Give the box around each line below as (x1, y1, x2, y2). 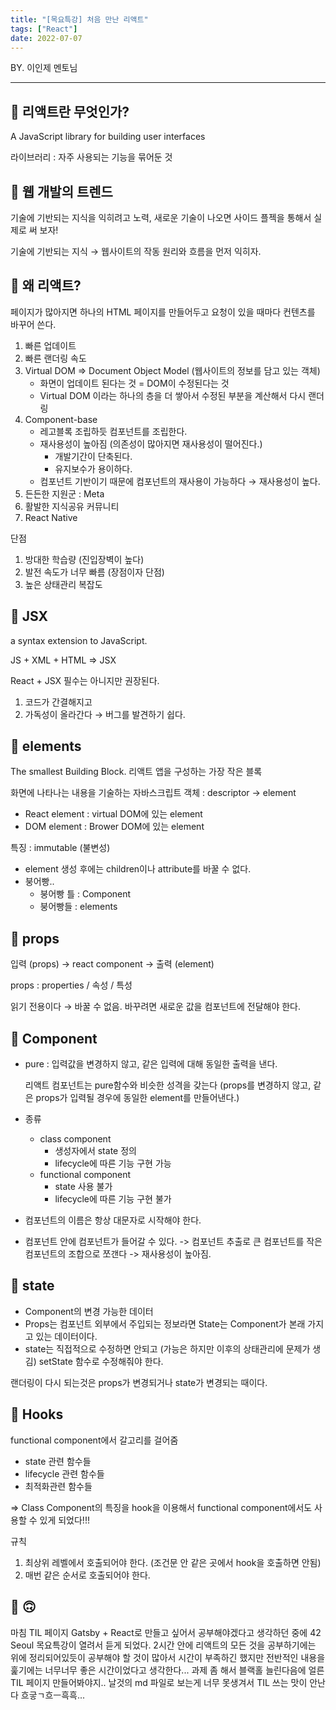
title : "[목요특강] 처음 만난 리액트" (10, 14, 149, 25)
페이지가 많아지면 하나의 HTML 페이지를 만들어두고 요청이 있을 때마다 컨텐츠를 (10, 306, 316, 318)
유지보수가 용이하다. (54, 462, 133, 475)
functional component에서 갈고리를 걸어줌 (10, 1434, 179, 1446)
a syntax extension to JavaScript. (10, 634, 148, 646)
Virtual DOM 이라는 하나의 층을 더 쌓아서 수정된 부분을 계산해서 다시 (39, 389, 307, 401)
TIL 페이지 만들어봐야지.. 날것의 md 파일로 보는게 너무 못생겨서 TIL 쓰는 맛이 (10, 1676, 308, 1688)
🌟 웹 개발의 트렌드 (10, 183, 113, 200)
